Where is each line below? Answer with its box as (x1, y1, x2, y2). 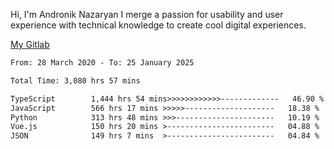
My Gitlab (10, 39, 50, 50)
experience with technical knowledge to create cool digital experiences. (10, 19, 307, 31)
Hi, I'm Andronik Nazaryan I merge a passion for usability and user (10, 9, 284, 20)
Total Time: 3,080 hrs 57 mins (10, 75, 141, 86)
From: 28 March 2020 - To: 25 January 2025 (10, 58, 195, 68)
